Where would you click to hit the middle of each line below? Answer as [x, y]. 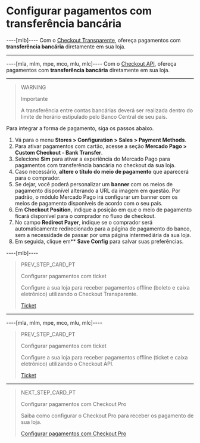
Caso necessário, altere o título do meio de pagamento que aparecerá [102, 171]
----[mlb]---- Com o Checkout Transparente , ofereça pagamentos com [93, 40]
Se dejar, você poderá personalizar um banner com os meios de [94, 184]
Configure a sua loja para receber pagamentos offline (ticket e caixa [104, 357]
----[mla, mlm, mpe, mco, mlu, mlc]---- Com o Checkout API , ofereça [91, 63]
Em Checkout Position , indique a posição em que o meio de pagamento [103, 210]
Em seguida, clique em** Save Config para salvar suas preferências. [99, 241]
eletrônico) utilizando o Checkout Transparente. [79, 294]
